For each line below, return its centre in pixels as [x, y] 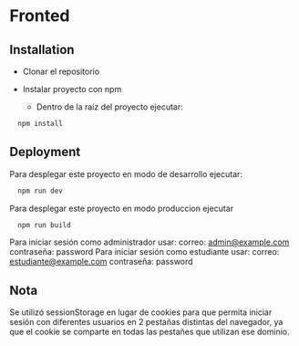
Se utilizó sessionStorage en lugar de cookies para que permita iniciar [141, 312]
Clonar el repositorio [61, 71]
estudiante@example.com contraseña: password [101, 262]
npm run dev [41, 191]
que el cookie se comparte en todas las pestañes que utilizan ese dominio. [149, 332]
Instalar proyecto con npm [72, 89]
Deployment [45, 152]
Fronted [40, 16]
